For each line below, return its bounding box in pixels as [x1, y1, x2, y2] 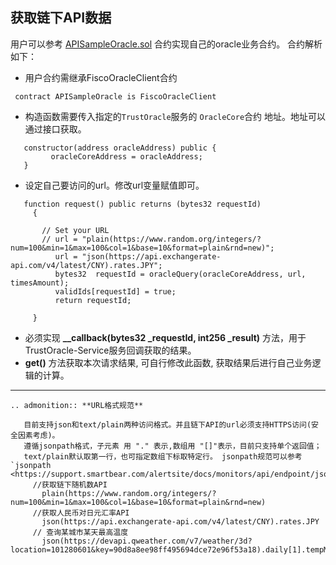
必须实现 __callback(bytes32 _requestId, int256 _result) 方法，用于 [24, 331, 307, 343]
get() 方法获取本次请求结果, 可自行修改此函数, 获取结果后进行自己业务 [24, 356, 313, 368]
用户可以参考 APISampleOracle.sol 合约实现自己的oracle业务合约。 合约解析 [10, 38, 323, 50]
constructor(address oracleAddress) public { [23, 143, 217, 153]
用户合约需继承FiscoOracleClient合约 [24, 71, 178, 83]
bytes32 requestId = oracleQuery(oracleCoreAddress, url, [54, 269, 307, 279]
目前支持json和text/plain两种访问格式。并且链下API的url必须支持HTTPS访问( [23, 419, 312, 430]
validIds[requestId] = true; [54, 286, 177, 297]
